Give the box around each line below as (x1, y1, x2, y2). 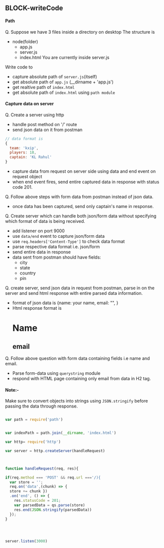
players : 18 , (9, 150, 37, 155)
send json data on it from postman (12, 127, 83, 133)
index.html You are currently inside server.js (19, 54, 110, 60)
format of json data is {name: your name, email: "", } (12, 300, 118, 306)
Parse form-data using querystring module (12, 370, 101, 376)
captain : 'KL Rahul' (9, 155, 52, 160)
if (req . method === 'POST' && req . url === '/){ (5, 475, 101, 480)
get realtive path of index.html (12, 84, 75, 90)
